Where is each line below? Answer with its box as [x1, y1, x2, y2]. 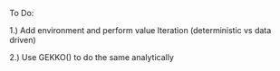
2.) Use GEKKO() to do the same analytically [9, 52, 175, 62]
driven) [9, 35, 36, 45]
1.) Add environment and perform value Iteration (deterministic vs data [9, 25, 272, 35]
